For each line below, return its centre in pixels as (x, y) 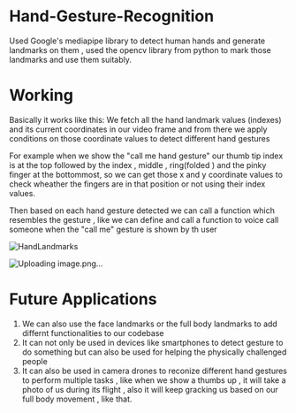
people (35, 361)
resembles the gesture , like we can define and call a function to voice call (144, 219)
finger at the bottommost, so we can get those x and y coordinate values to (146, 174)
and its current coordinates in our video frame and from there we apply (138, 129)
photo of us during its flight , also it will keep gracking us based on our (150, 389)
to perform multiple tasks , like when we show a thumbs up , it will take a (154, 380)
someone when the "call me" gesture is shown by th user (114, 229)
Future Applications (83, 299)
